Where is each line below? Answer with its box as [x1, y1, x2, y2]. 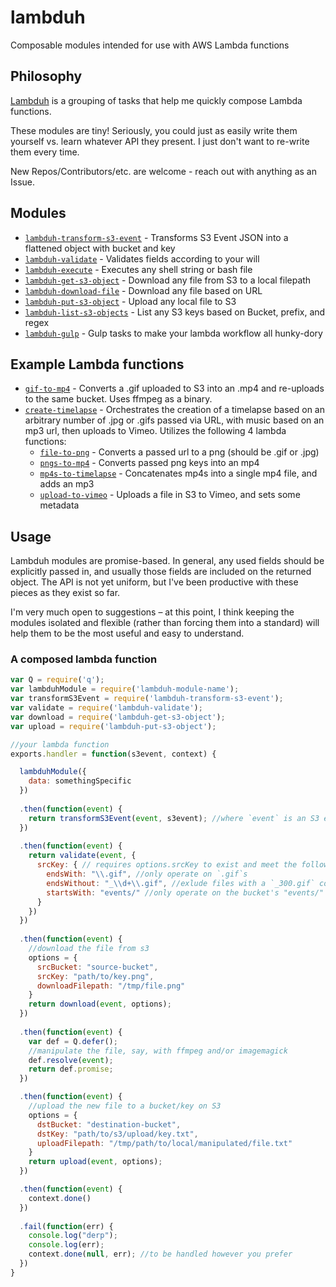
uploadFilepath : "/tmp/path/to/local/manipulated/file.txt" [36, 1138, 293, 1148]
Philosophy [10, 68, 83, 85]
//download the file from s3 [28, 944, 150, 954]
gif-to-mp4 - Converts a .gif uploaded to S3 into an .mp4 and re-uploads [24, 382, 325, 395]
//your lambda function [10, 739, 110, 750]
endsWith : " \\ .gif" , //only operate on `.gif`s [46, 869, 248, 880]
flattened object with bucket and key [24, 242, 176, 254]
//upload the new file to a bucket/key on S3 [28, 1101, 222, 1111]
